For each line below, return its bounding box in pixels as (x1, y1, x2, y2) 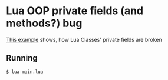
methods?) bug (6, 16, 83, 30)
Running (6, 53, 38, 63)
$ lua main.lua (6, 69, 44, 75)
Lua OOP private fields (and (6, 4, 143, 18)
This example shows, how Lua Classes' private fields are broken (6, 36, 162, 43)
